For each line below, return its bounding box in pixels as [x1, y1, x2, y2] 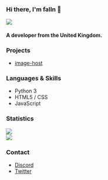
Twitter [14, 168, 32, 175]
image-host [14, 60, 43, 67]
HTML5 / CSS [14, 94, 48, 101]
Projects [6, 46, 31, 55]
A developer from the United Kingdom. [6, 32, 103, 39]
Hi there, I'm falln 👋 [6, 5, 62, 13]
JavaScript [14, 100, 41, 107]
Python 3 [14, 87, 37, 94]
